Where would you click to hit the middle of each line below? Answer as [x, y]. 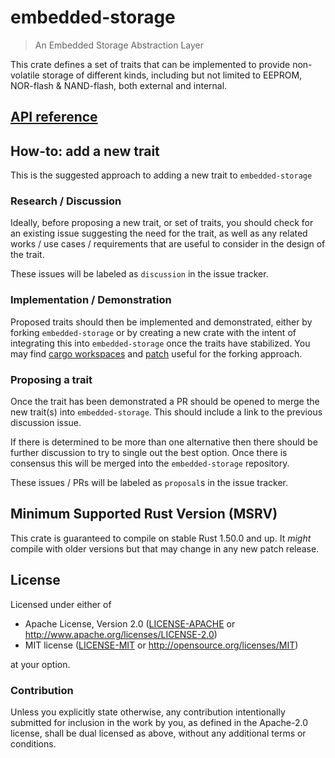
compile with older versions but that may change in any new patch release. [165, 548]
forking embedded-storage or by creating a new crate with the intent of [153, 332]
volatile [25, 75]
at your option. [40, 664]
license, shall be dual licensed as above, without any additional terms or [158, 733]
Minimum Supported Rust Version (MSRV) [144, 514]
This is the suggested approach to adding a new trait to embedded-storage [161, 175]
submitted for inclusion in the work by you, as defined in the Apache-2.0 [159, 722]
